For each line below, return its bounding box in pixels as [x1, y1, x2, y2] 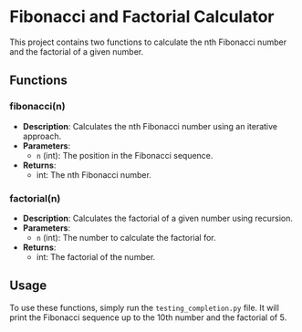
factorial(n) [9, 192, 61, 204]
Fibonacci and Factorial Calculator [9, 6, 275, 27]
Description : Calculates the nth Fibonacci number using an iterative [22, 120, 278, 131]
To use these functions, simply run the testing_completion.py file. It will [9, 302, 280, 313]
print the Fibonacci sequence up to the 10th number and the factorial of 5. [9, 312, 287, 323]
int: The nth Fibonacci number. [36, 169, 152, 180]
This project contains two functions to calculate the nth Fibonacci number [9, 36, 287, 47]
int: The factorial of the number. [36, 251, 156, 262]
